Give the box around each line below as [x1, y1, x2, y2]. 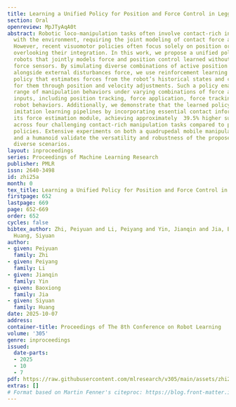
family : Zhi [13, 252, 49, 259]
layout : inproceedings [7, 147, 74, 154]
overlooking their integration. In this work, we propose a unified [13, 50, 218, 57]
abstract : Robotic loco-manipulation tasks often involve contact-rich [7, 29, 221, 37]
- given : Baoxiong [7, 284, 61, 291]
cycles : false [7, 219, 49, 226]
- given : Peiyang [7, 258, 58, 265]
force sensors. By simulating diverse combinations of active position [13, 62, 228, 69]
